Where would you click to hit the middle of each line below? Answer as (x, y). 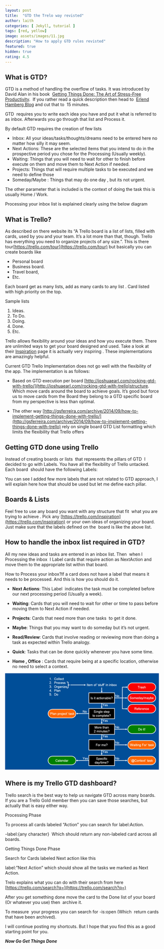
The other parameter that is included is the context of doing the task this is (80, 189)
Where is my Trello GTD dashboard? (61, 783)
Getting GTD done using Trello (52, 447)
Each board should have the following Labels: (51, 469)
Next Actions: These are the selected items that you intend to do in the (83, 149)
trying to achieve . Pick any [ (34, 516)
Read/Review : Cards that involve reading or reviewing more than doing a (85, 637)
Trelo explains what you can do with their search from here (64, 882)
